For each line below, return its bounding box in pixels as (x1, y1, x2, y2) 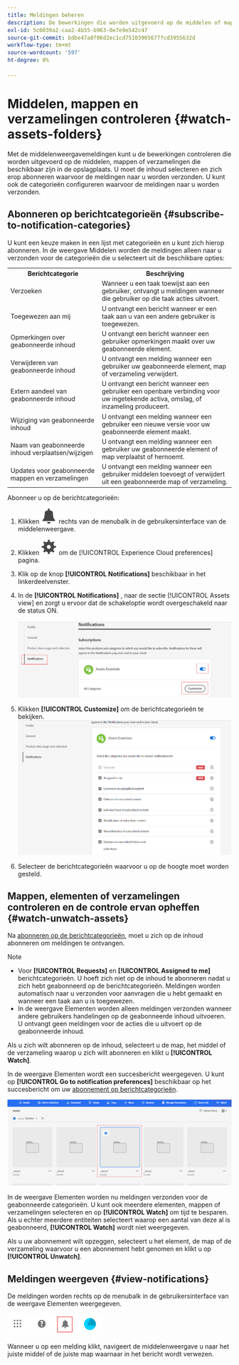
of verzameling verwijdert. (102, 369, 179, 378)
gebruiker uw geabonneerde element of (102, 444, 218, 453)
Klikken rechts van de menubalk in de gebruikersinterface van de (17, 517, 226, 526)
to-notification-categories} (7, 220, 131, 232)
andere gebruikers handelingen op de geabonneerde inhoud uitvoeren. (17, 1012, 226, 1021)
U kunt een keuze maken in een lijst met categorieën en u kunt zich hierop (7, 238, 225, 247)
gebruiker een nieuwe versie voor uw (102, 419, 211, 428)
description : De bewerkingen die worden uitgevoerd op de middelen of (7, 19, 221, 26)
